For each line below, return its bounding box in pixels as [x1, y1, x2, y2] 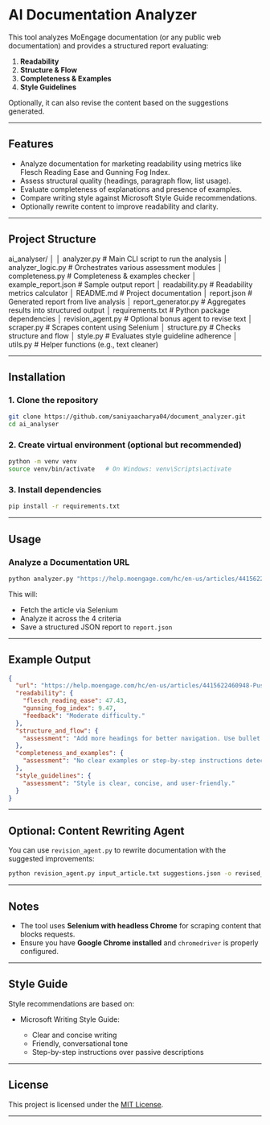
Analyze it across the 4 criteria [19, 613, 122, 623]
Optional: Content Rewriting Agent [8, 824, 185, 837]
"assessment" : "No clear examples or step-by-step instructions [22, 757, 243, 765]
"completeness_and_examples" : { [15, 749, 125, 758]
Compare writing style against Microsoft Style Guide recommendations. [19, 193, 257, 202]
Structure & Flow [19, 64, 78, 74]
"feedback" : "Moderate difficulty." [22, 712, 146, 720]
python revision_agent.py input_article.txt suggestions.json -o [8, 870, 231, 878]
